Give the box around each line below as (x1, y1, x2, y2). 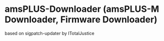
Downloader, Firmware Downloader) (4, 14, 158, 25)
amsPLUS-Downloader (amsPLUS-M (4, 3, 160, 15)
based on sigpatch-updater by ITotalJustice (4, 30, 95, 36)
